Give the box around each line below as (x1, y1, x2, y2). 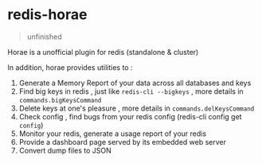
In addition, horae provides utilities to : (7, 62, 133, 72)
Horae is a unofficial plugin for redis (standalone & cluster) (7, 47, 199, 56)
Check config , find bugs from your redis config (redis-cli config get (18, 111, 242, 121)
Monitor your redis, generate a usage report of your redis (18, 129, 207, 138)
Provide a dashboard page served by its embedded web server (18, 137, 226, 146)
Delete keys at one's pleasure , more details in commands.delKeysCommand (18, 103, 255, 113)
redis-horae (7, 6, 88, 24)
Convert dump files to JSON (18, 146, 112, 155)
